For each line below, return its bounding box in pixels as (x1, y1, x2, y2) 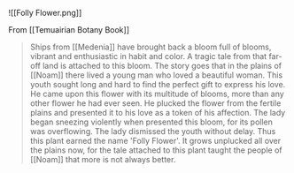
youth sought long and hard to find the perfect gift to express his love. (29, 79, 286, 89)
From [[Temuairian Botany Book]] (8, 25, 130, 34)
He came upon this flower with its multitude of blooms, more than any (29, 88, 284, 99)
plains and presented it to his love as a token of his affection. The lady (29, 108, 286, 117)
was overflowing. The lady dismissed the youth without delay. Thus (29, 126, 276, 136)
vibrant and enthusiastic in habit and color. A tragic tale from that (29, 51, 267, 61)
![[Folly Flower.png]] (8, 8, 82, 18)
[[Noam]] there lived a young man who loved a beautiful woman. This (29, 70, 283, 80)
